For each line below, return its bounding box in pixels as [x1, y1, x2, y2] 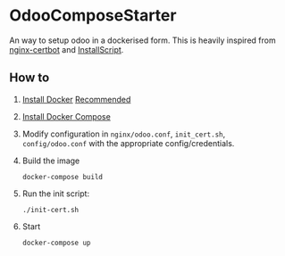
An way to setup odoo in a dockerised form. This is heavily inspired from [9, 35, 276, 45]
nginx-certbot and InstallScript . [9, 44, 124, 54]
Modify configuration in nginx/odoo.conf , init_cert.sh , [21, 128, 226, 139]
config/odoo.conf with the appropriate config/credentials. [21, 137, 235, 148]
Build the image [21, 155, 80, 166]
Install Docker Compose [21, 111, 112, 121]
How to [9, 70, 50, 86]
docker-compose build [21, 172, 103, 181]
